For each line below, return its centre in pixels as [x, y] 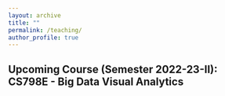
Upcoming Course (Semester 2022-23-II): [113, 69]
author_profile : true [44, 37]
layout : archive [34, 15]
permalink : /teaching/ [45, 30]
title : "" [24, 23]
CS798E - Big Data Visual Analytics [96, 81]
